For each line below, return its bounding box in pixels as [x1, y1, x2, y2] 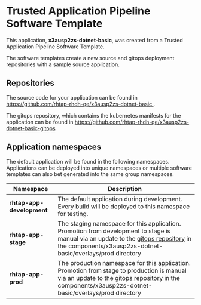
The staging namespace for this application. [57, 219, 181, 227]
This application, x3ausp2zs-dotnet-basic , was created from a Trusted [6, 36, 184, 44]
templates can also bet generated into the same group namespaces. [6, 170, 175, 177]
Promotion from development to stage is [57, 227, 170, 235]
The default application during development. [57, 195, 182, 203]
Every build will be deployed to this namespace [57, 202, 190, 210]
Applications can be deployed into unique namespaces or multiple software [6, 164, 193, 171]
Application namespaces [6, 142, 102, 152]
